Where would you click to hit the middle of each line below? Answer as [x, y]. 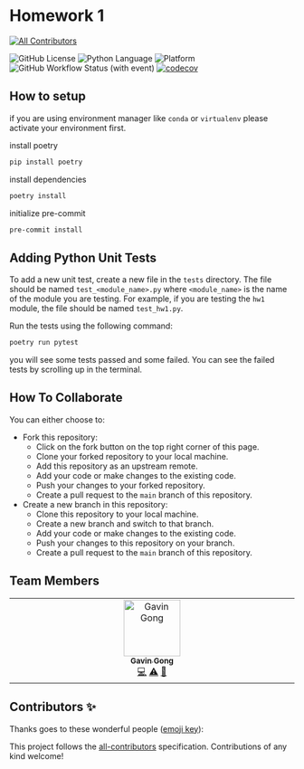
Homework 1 [57, 16]
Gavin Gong [152, 660]
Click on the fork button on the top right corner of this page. [147, 446]
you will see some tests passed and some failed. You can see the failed [142, 360]
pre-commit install [46, 230]
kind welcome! [37, 755]
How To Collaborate [66, 398]
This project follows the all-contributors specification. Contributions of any [148, 746]
